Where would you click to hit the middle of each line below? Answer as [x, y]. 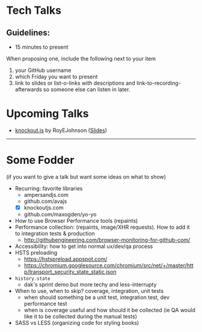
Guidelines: [28, 33]
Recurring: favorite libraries [49, 188]
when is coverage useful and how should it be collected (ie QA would [109, 310]
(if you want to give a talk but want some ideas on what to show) [86, 177]
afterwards [28, 89]
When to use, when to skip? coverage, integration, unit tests [89, 291]
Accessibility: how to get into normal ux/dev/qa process [84, 246]
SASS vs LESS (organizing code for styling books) [77, 322]
